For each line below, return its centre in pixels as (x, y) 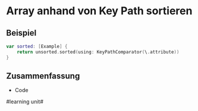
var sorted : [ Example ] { (37, 46)
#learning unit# (25, 102)
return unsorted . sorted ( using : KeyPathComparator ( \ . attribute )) (98, 52)
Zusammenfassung (43, 76)
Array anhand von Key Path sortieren (99, 11)
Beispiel (21, 33)
